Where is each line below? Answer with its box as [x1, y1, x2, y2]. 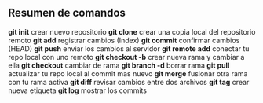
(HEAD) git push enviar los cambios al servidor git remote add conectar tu [8, 43, 250, 53]
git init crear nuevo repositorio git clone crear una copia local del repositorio [8, 27, 256, 36]
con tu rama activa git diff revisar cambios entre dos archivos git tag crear [8, 77, 250, 86]
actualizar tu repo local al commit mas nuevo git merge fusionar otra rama [8, 68, 248, 78]
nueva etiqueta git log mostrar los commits [8, 86, 148, 95]
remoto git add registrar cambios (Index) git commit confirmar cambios [8, 35, 240, 45]
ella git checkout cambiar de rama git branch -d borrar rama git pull [8, 61, 230, 70]
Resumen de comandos [8, 6, 126, 20]
